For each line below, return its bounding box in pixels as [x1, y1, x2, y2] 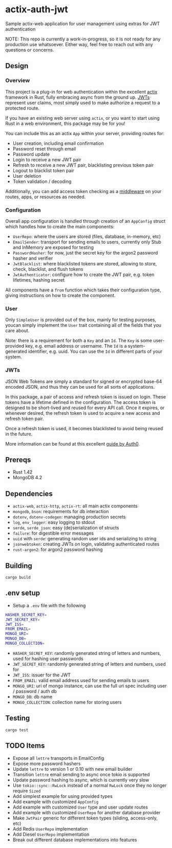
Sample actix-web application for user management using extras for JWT [5, 20, 160, 27]
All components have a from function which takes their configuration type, [5, 287, 161, 293]
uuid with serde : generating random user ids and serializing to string [12, 536, 157, 542]
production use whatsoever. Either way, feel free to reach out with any [5, 41, 154, 47]
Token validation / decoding [12, 178, 72, 184]
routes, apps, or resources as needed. [5, 194, 86, 200]
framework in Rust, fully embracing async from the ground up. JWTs [5, 94, 150, 100]
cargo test [5, 727, 29, 733]
